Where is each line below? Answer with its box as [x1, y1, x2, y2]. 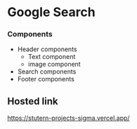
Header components [17, 45, 77, 53]
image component [27, 60, 81, 69]
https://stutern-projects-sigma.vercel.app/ [7, 114, 130, 123]
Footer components [17, 75, 75, 83]
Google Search [7, 4, 96, 20]
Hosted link [7, 95, 58, 107]
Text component [27, 53, 76, 61]
